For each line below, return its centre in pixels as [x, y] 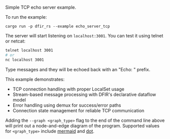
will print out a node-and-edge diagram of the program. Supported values [82, 125]
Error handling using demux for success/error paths [67, 105]
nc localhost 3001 [25, 60]
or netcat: [15, 41]
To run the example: [26, 17]
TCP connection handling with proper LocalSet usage [68, 89]
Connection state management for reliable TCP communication [78, 110]
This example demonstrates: [35, 79]
